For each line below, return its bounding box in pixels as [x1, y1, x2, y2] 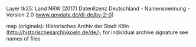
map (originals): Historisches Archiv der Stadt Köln [6, 23, 129, 29]
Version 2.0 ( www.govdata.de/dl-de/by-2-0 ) [6, 11, 114, 18]
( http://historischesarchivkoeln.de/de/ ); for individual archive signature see [6, 29, 188, 36]
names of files [6, 35, 41, 42]
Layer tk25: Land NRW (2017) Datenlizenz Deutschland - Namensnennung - [6, 5, 190, 12]
